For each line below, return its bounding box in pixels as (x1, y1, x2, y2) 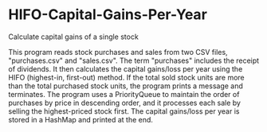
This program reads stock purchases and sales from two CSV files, (8, 47, 229, 56)
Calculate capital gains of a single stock (8, 32, 139, 41)
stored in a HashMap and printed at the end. (8, 115, 154, 124)
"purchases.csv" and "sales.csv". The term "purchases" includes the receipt (8, 56, 260, 65)
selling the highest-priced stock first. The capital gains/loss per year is (8, 106, 240, 116)
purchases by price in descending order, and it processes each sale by (8, 98, 241, 107)
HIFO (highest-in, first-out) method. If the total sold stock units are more (8, 72, 245, 82)
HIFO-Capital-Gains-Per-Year (8, 6, 207, 24)
